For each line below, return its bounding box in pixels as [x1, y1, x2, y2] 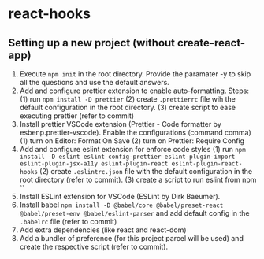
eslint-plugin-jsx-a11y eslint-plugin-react [19, 160, 169, 168]
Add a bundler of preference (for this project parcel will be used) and [19, 234, 244, 242]
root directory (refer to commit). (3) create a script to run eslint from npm [19, 175, 257, 184]
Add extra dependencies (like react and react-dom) [19, 225, 187, 235]
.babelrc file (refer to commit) [19, 217, 117, 226]
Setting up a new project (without [8, 36, 176, 50]
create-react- [177, 36, 246, 50]
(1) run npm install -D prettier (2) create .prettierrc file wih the [19, 94, 236, 103]
